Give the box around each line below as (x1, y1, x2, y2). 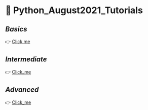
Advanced (5, 86, 39, 94)
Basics (5, 25, 27, 33)
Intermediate (5, 55, 47, 64)
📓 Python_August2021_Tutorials (5, 5, 143, 16)
